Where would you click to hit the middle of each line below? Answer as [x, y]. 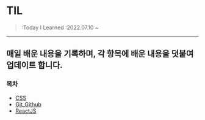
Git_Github [28, 104]
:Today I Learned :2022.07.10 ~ [60, 27]
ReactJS [26, 111]
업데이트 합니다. [34, 65]
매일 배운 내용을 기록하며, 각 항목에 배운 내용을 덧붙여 [100, 54]
